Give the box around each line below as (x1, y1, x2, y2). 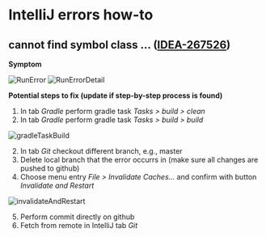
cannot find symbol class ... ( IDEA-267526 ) (8, 38, 231, 52)
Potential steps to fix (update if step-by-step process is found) (8, 91, 223, 100)
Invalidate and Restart (19, 180, 95, 190)
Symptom (8, 59, 42, 69)
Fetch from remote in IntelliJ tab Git (19, 221, 138, 230)
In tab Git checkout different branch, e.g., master (19, 146, 184, 155)
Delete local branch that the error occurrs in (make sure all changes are (19, 155, 259, 164)
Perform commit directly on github (19, 212, 135, 222)
